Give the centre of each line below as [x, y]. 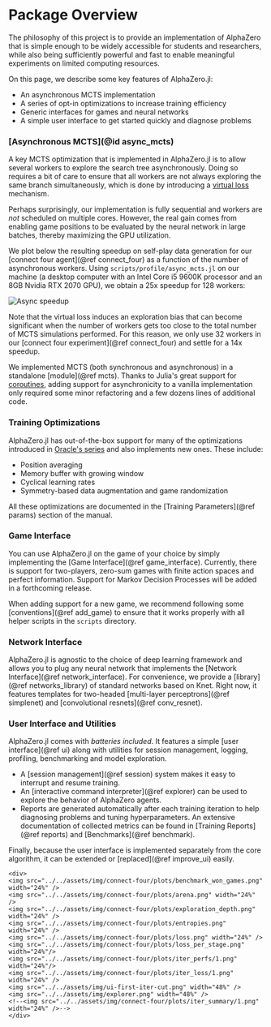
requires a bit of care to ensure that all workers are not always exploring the [135, 177]
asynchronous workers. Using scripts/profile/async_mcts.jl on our [124, 269]
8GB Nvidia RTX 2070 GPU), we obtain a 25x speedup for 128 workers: [127, 286]
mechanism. [29, 194]
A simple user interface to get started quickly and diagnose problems [135, 120]
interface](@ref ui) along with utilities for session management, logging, [129, 750]
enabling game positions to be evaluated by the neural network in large [127, 227]
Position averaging [51, 465]
